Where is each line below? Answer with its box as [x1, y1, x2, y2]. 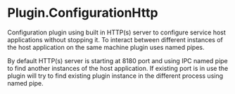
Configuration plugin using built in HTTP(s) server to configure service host [7, 28, 227, 36]
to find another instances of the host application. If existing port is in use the [7, 64, 229, 72]
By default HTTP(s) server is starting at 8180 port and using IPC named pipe [7, 56, 229, 65]
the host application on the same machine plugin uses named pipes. [7, 43, 205, 51]
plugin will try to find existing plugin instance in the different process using [7, 72, 224, 80]
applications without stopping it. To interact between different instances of [7, 35, 224, 43]
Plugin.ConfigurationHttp [7, 5, 158, 21]
